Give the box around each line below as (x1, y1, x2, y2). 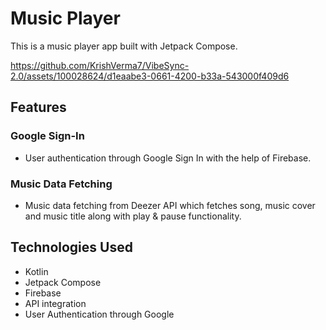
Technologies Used (10, 239, 133, 256)
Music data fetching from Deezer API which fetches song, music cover (24, 199, 316, 211)
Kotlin (24, 265, 49, 277)
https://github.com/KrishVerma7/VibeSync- (10, 59, 190, 71)
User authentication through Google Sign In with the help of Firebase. (24, 152, 312, 164)
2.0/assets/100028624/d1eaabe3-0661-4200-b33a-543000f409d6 (10, 70, 290, 82)
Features (10, 99, 67, 116)
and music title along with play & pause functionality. (24, 210, 242, 222)
